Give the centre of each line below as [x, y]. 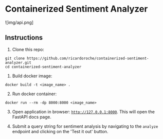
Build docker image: [32, 76]
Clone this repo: [28, 49]
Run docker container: [34, 94]
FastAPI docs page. [32, 117]
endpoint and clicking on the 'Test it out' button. [60, 131]
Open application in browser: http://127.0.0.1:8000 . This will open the [83, 112]
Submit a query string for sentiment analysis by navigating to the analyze [85, 126]
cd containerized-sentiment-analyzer [43, 67]
